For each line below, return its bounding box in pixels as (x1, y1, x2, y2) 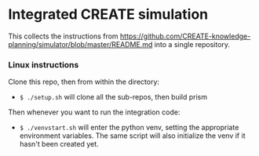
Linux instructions (8, 59, 79, 70)
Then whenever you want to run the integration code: (8, 107, 181, 117)
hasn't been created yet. (19, 140, 100, 149)
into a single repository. (154, 39, 230, 49)
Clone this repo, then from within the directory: (8, 77, 159, 87)
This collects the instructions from (8, 31, 119, 41)
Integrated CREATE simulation (8, 5, 209, 24)
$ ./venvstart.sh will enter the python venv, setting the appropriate (19, 123, 239, 132)
